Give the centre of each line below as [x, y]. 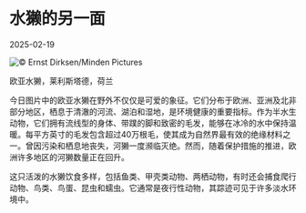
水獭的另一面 [58, 19]
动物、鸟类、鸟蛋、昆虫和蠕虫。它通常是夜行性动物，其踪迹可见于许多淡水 [149, 188]
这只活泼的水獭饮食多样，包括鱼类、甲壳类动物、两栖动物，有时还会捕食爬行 [153, 176]
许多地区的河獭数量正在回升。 [73, 157]
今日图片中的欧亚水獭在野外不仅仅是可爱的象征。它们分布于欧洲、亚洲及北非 [153, 100]
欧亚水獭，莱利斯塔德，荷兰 [61, 81]
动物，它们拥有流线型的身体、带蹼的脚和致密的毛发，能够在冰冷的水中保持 [149, 123]
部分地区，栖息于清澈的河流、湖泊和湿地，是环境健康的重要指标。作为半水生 [153, 111]
